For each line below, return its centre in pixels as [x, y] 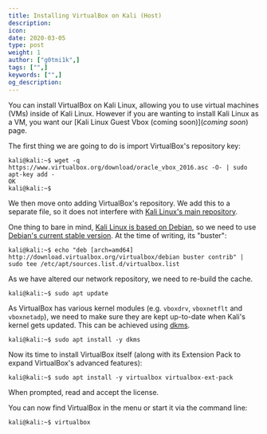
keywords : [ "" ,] [35, 75]
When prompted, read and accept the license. [84, 392]
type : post [26, 45]
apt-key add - [32, 174]
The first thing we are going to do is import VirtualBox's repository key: [124, 146]
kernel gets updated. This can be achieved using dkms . [99, 325]
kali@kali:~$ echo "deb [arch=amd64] [71, 250]
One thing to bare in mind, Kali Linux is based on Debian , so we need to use [132, 227]
